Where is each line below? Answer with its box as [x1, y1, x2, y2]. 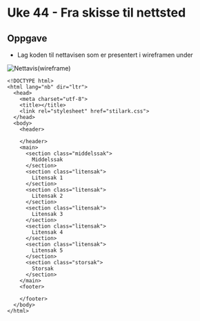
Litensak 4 [32, 229, 63, 236]
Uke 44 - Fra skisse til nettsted [7, 5, 186, 21]
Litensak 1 [32, 174, 63, 181]
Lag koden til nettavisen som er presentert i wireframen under [17, 51, 193, 59]
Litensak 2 [32, 192, 63, 199]
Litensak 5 [32, 247, 63, 254]
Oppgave [7, 33, 48, 44]
